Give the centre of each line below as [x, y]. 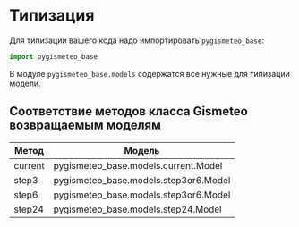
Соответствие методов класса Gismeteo [128, 111]
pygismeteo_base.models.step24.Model [137, 209]
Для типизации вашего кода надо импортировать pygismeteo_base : [137, 40]
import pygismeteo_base [54, 56]
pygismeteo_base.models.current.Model [138, 165]
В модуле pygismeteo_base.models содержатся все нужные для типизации [150, 73]
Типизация [52, 16]
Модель [142, 150]
